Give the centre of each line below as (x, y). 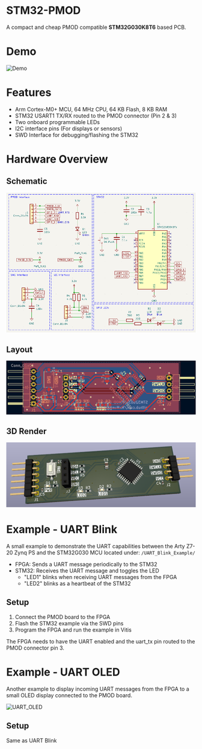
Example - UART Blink (62, 529)
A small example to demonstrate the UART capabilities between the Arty (96, 547)
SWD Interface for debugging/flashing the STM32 (77, 135)
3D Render (26, 431)
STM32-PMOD (44, 11)
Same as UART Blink (32, 740)
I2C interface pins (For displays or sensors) (69, 128)
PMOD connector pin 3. (35, 648)
